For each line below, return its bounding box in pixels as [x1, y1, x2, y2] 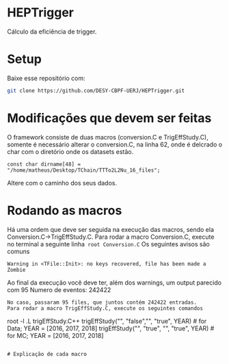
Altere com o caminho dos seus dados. [7, 179, 118, 187]
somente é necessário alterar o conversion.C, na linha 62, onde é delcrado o [7, 140, 223, 148]
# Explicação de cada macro [7, 350, 87, 357]
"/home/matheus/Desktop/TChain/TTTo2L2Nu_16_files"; [7, 166, 161, 174]
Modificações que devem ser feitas [7, 110, 212, 126]
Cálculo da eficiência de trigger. [7, 27, 97, 36]
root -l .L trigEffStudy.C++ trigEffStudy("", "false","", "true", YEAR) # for [7, 317, 207, 325]
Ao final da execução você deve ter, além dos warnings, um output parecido [7, 278, 222, 287]
